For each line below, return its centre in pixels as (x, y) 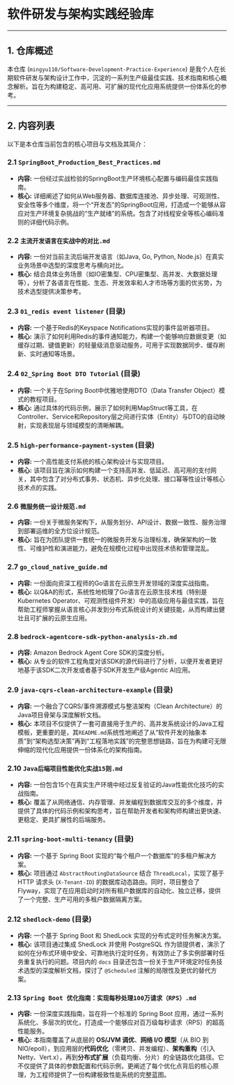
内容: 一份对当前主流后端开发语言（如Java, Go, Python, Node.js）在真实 (120, 257)
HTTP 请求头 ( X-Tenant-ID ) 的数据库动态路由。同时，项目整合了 (108, 882)
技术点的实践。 (39, 488)
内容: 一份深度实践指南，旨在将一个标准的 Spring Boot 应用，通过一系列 (120, 1014)
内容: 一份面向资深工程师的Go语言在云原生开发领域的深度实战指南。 (115, 583)
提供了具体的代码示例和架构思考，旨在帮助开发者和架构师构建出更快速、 (121, 811)
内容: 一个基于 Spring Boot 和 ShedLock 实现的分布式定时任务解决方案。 (121, 936)
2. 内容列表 (31, 126)
